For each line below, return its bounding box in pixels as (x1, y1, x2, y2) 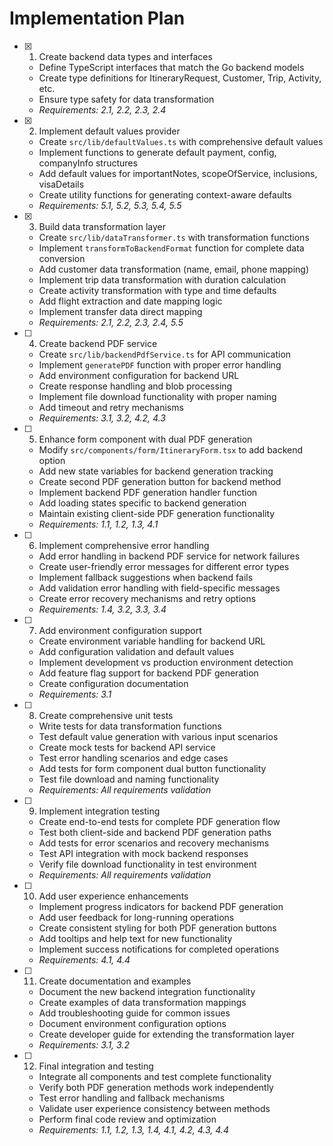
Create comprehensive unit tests (38, 709, 174, 721)
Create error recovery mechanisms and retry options (38, 592, 257, 604)
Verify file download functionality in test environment (38, 858, 257, 870)
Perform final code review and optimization (38, 1113, 217, 1125)
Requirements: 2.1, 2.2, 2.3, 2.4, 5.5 (38, 316, 184, 328)
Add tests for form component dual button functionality (38, 762, 267, 774)
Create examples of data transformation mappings (38, 996, 247, 1008)
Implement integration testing (38, 805, 161, 817)
